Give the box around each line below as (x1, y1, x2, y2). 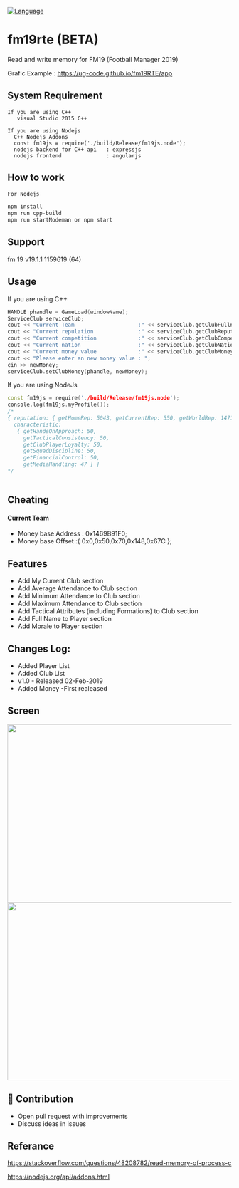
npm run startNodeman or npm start (7, 217, 113, 224)
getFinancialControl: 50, (23, 454, 100, 462)
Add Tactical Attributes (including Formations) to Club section (17, 607, 199, 615)
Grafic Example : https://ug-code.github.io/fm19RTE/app (7, 68, 173, 78)
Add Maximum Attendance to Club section (17, 599, 142, 608)
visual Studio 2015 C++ (16, 115, 87, 122)
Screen (7, 705, 41, 717)
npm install (7, 203, 43, 210)
